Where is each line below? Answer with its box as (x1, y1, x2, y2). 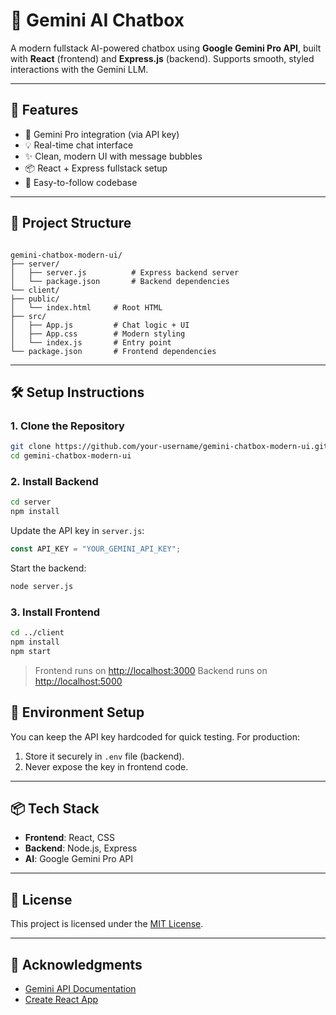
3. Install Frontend (10, 605, 101, 619)
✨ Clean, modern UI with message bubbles (24, 150, 203, 162)
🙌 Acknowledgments (10, 956, 143, 973)
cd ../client (10, 628, 65, 638)
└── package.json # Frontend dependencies (10, 346, 217, 356)
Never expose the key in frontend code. (24, 760, 189, 773)
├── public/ (10, 294, 60, 304)
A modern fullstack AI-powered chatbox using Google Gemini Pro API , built (10, 42, 322, 54)
